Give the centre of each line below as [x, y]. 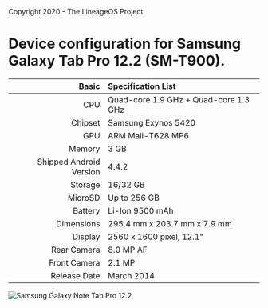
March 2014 [131, 275]
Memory [85, 149]
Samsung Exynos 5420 [152, 122]
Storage [85, 185]
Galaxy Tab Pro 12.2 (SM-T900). [117, 61]
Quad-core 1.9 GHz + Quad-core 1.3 [178, 99]
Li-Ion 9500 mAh [140, 210]
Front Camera [75, 262]
